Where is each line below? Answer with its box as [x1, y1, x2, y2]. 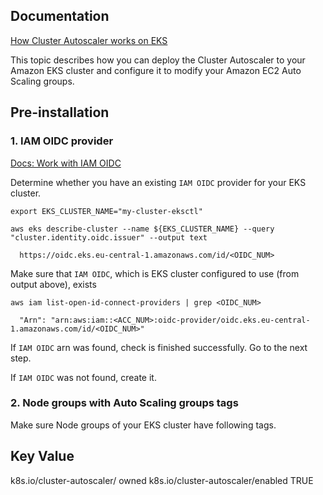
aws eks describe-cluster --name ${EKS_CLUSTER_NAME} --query [10, 224, 275, 234]
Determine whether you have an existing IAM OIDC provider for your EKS [10, 176, 307, 188]
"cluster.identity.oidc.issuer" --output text [10, 232, 208, 243]
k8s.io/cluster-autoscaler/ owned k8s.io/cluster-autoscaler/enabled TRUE [10, 474, 314, 486]
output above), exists [10, 278, 97, 290]
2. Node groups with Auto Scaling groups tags [10, 396, 239, 410]
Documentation [10, 8, 110, 25]
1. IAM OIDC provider [10, 134, 114, 148]
